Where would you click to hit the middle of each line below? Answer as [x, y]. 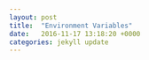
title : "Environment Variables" [71, 26]
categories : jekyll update [59, 42]
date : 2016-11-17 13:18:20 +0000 [75, 34]
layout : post [33, 17]
